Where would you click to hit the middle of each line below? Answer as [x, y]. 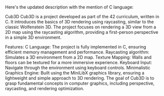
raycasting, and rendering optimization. [45, 88]
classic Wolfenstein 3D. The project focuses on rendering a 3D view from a [81, 27]
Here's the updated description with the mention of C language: [69, 7]
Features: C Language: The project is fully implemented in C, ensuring [76, 47]
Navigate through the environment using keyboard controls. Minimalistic [78, 68]
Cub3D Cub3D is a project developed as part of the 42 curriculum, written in [82, 16]
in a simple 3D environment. [33, 37]
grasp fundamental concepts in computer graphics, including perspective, [80, 83]
